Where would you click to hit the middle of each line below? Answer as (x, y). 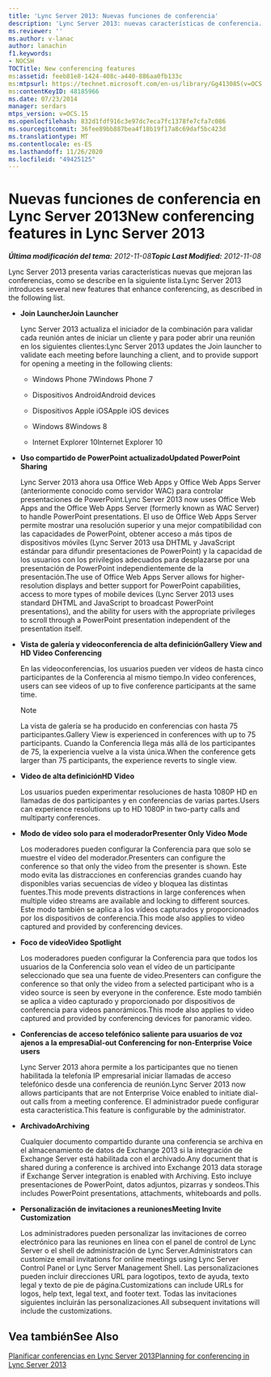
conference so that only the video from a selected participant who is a (137, 984)
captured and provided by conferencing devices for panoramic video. (136, 1019)
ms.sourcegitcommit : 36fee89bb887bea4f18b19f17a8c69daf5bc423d (117, 129)
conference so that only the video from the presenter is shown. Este (133, 867)
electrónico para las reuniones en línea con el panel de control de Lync (138, 1242)
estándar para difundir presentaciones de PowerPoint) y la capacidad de (141, 551)
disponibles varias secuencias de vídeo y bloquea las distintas (124, 884)
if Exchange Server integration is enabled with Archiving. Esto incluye (136, 1176)
